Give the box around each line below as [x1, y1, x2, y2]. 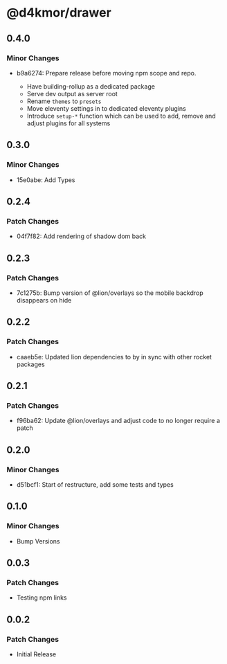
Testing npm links [16, 593, 67, 602]
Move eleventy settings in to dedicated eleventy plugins [26, 104, 186, 112]
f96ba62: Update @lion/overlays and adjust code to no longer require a [16, 417, 221, 425]
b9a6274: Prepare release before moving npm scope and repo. [16, 69, 197, 77]
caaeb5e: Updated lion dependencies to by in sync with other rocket [16, 352, 212, 361]
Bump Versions [16, 537, 60, 545]
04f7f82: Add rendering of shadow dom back [16, 232, 147, 240]
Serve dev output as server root [26, 89, 118, 98]
